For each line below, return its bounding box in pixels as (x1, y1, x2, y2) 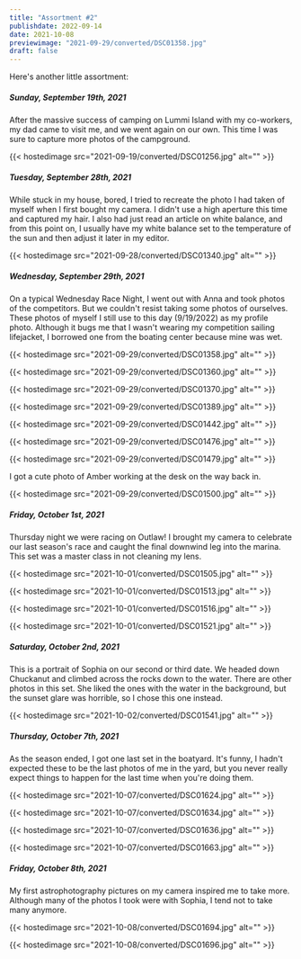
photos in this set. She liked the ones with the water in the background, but (9, 683, 287, 694)
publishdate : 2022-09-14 (9, 22, 102, 31)
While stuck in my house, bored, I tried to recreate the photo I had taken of (9, 194, 286, 205)
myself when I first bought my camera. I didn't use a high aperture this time (9, 204, 288, 215)
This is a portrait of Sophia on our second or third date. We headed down (9, 663, 280, 675)
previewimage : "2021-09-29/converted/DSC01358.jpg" (9, 38, 207, 48)
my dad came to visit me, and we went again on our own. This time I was (9, 124, 279, 135)
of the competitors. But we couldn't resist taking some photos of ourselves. (9, 303, 288, 314)
